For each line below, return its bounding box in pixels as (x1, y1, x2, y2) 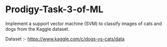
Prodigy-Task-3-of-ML (5, 4, 103, 15)
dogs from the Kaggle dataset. (5, 26, 70, 32)
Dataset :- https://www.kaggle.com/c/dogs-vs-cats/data (5, 36, 124, 42)
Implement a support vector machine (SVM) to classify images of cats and (5, 20, 162, 27)
